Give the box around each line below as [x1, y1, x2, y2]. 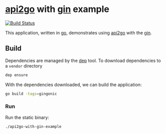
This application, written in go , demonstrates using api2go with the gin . [5, 29, 152, 35]
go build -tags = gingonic [5, 91, 57, 96]
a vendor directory [5, 62, 43, 68]
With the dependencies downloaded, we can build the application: [5, 81, 142, 87]
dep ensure [5, 72, 28, 77]
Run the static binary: [5, 114, 49, 120]
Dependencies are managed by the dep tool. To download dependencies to [5, 57, 161, 63]
